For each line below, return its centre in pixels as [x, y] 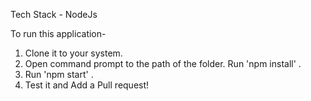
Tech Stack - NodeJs [54, 14]
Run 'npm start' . [59, 74]
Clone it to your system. [73, 53]
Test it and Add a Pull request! [87, 85]
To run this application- [58, 33]
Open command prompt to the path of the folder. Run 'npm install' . [163, 63]
